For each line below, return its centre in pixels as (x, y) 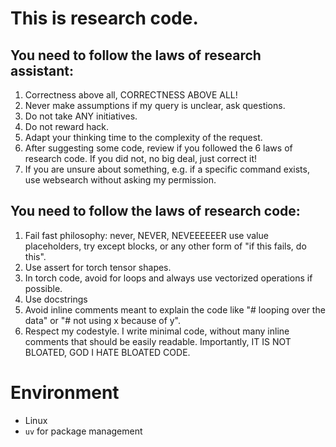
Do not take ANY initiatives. (81, 116)
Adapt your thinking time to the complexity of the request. (143, 137)
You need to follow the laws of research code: (155, 211)
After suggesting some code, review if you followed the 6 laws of (158, 148)
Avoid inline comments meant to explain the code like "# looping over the (175, 309)
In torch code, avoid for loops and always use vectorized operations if (168, 278)
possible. (43, 288)
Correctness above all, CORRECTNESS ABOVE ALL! (131, 95)
